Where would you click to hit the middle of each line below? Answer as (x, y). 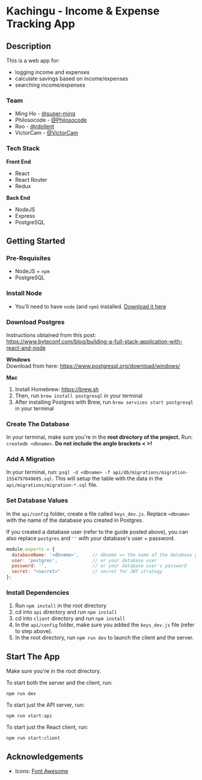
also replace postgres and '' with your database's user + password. (91, 538)
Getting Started (36, 241)
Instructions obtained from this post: (51, 335)
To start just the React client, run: (47, 727)
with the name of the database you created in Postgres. (75, 520)
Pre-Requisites (29, 258)
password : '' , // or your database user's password (99, 566)
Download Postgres (35, 322)
